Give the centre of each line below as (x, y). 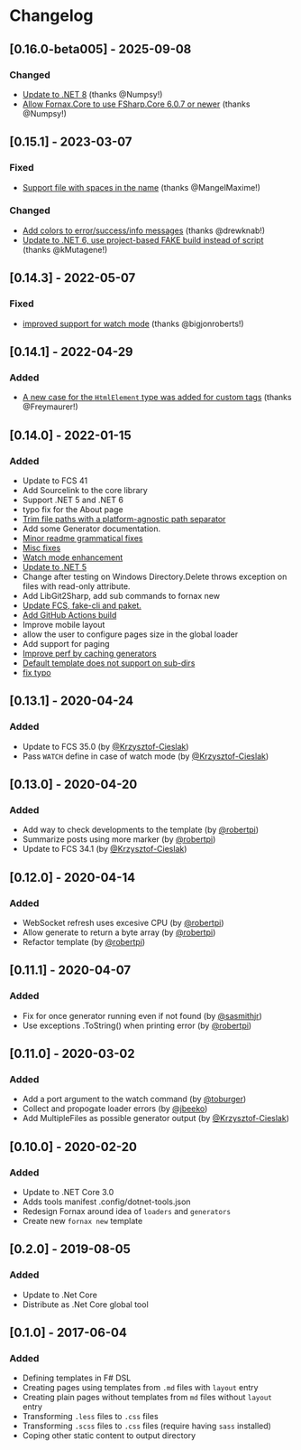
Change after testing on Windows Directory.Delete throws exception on (155, 576)
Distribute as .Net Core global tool (85, 1304)
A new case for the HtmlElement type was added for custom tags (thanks (157, 398)
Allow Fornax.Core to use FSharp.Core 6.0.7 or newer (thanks (136, 104)
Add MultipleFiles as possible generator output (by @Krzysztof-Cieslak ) (156, 1118)
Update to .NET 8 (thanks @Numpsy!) (92, 94)
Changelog (51, 16)
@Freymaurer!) (50, 407)
